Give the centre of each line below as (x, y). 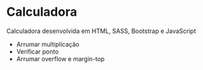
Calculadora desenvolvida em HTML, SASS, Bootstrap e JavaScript (101, 31)
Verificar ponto (37, 51)
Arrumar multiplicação (48, 44)
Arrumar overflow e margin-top (60, 58)
